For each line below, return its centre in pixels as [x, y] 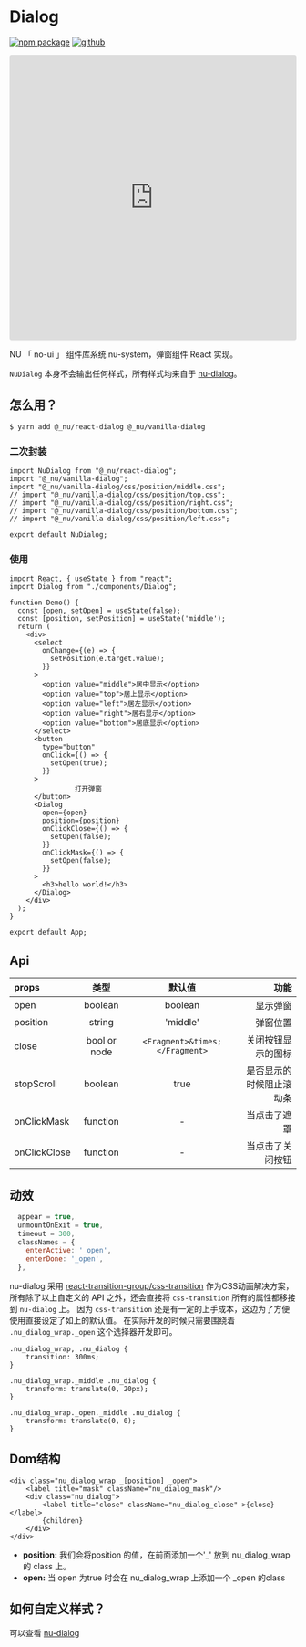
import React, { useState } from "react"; [91, 579]
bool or [101, 1041]
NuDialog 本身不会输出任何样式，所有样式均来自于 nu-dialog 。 [126, 373]
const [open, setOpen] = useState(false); [99, 611]
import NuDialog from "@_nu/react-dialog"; [93, 471]
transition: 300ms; [63, 1358]
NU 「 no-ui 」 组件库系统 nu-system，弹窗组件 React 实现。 [124, 354]
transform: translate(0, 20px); [87, 1390]
